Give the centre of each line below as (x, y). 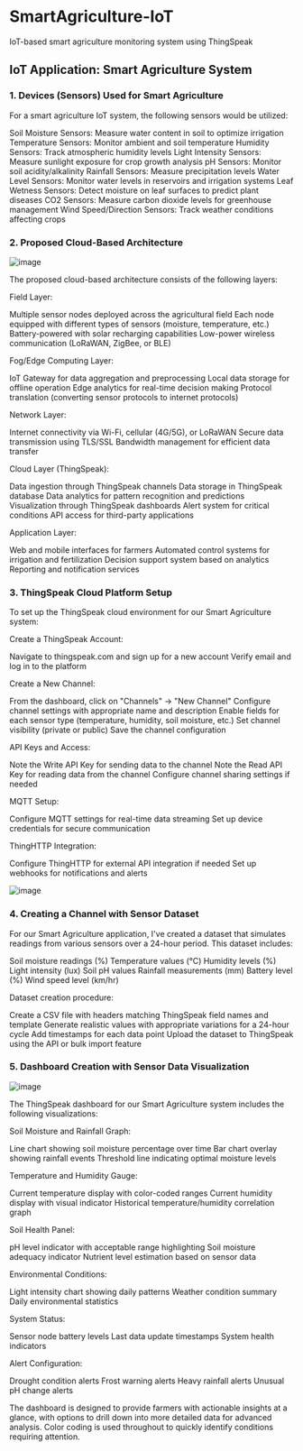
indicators (28, 1345)
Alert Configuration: (46, 1363)
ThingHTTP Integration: (53, 846)
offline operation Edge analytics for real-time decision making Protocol (141, 387)
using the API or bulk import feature (76, 1043)
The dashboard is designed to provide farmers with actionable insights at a (148, 1408)
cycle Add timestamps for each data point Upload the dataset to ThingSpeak (151, 1033)
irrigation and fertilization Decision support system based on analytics (139, 559)
